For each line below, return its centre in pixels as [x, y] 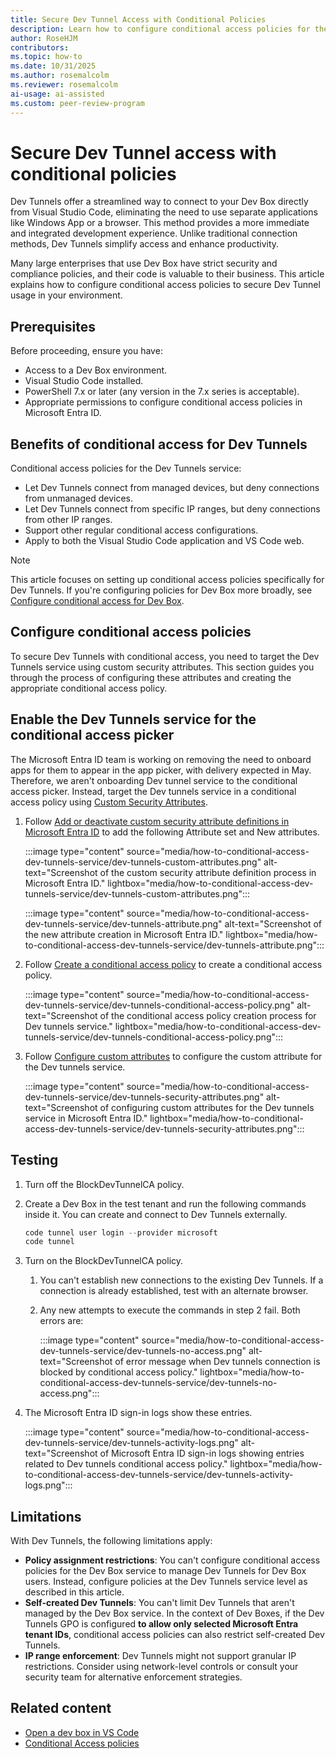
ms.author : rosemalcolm [60, 76]
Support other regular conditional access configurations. [141, 530]
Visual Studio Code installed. [84, 381]
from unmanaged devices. [78, 498]
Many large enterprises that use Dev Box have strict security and [144, 263]
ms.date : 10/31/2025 [53, 66]
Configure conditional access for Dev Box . [97, 601]
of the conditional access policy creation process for [208, 1015]
